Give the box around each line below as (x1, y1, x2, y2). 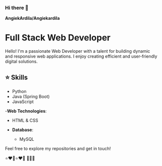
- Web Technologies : (5, 108, 47, 114)
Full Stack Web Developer (5, 32, 111, 43)
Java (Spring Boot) (12, 94, 50, 100)
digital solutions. (5, 59, 38, 64)
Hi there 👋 (5, 4, 29, 11)
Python (12, 89, 27, 94)
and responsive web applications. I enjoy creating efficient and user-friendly (5, 53, 158, 60)
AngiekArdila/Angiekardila (5, 15, 60, 21)
